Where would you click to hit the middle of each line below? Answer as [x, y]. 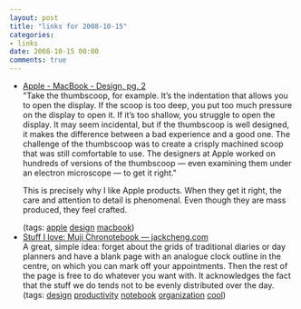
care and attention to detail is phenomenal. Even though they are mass [154, 200]
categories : [32, 35]
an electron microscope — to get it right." [99, 173]
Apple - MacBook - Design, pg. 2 [84, 86]
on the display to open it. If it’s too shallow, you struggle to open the [149, 115]
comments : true [38, 60]
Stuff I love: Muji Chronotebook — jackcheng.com [115, 237]
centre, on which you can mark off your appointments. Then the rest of [155, 266]
